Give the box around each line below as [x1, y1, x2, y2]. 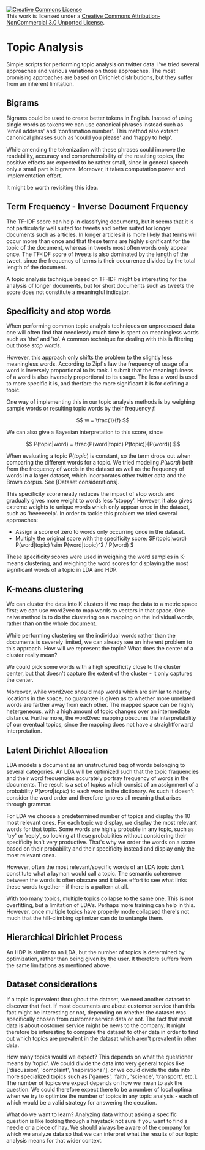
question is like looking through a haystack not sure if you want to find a [6, 1117, 188, 1124]
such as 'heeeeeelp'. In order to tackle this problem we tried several [6, 510, 177, 517]
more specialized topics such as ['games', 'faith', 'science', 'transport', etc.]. [6, 1073, 198, 1080]
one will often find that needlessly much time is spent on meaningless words [6, 329, 199, 336]
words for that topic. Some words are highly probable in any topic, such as [6, 825, 194, 833]
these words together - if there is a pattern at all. [6, 883, 129, 890]
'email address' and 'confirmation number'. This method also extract [6, 127, 179, 134]
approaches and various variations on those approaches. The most [6, 67, 176, 74]
